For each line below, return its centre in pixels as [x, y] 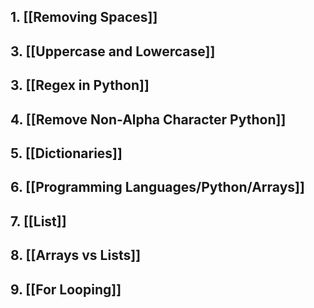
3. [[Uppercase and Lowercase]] [113, 51]
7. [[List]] [38, 221]
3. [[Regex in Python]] [80, 85]
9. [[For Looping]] [66, 289]
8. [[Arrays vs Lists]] [76, 255]
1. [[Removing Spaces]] [84, 17]
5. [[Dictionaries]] [66, 153]
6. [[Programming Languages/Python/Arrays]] [157, 187]
